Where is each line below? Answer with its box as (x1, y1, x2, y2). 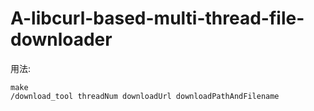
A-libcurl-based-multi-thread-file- (10, 7, 305, 30)
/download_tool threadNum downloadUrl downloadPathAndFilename (10, 91, 280, 101)
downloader (10, 28, 113, 51)
